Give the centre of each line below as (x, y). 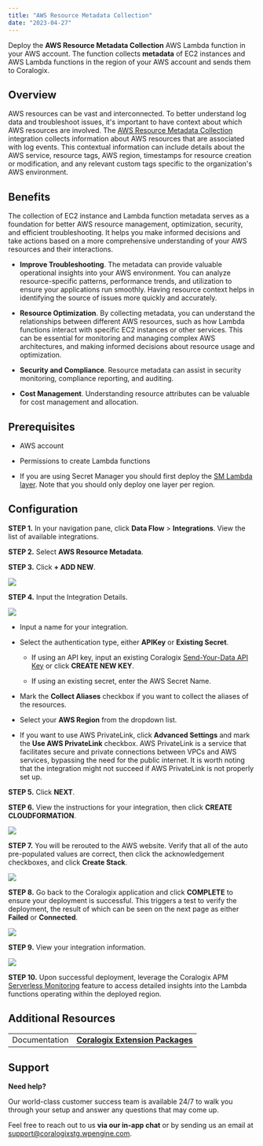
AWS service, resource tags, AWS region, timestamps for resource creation (130, 156)
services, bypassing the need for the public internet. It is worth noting (132, 760)
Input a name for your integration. (73, 626)
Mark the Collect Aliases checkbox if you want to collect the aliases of (134, 696)
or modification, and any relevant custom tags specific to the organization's (130, 164)
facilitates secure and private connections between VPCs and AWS (128, 751)
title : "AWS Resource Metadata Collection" (80, 15)
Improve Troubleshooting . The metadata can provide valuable (121, 265)
